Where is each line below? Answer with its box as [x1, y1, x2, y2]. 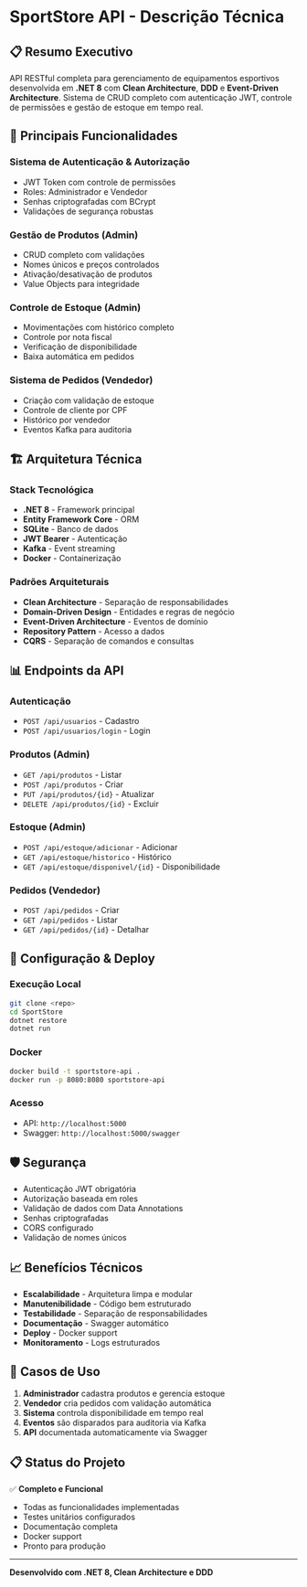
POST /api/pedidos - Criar [22, 905, 120, 916]
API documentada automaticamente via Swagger [22, 1427, 208, 1438]
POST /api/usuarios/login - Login [22, 725, 151, 737]
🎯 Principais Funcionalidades [9, 128, 178, 144]
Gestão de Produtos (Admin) [9, 229, 139, 241]
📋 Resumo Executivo [9, 44, 133, 59]
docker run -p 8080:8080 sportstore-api [9, 1075, 166, 1084]
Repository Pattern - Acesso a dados [22, 625, 165, 636]
